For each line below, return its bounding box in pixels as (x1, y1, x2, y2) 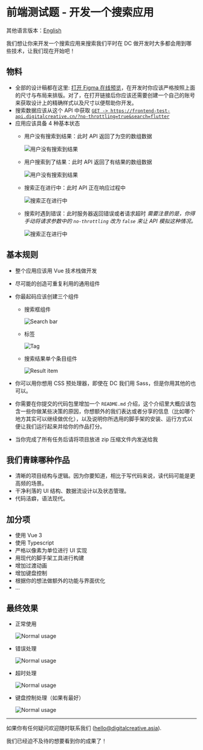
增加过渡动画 (14, 562, 47, 569)
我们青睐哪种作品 (6, 455, 70, 465)
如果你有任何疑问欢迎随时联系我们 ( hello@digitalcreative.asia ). (6, 725, 162, 731)
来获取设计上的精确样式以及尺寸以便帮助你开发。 (14, 99, 137, 106)
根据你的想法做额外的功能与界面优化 (14, 577, 106, 584)
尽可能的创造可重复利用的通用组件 (14, 280, 100, 287)
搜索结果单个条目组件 (24, 355, 77, 362)
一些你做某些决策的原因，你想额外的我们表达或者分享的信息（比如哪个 (20, 407, 195, 415)
